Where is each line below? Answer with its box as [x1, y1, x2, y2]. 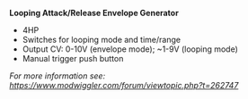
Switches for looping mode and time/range [22, 35, 182, 45]
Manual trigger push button [22, 54, 124, 63]
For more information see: [9, 70, 106, 81]
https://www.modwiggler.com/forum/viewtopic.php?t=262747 [9, 80, 239, 90]
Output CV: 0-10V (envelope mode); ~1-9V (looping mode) [22, 44, 238, 54]
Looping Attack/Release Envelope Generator [9, 8, 180, 18]
